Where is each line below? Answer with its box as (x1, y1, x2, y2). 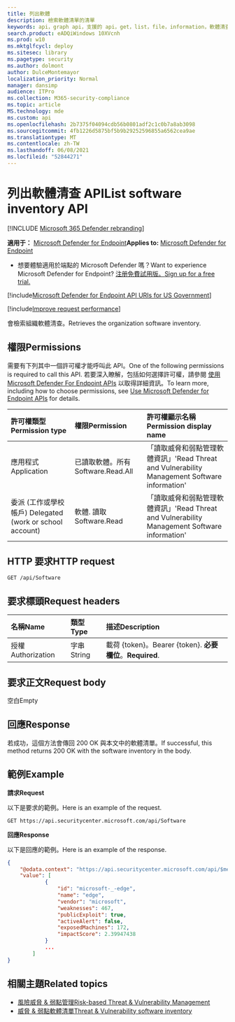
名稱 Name (10, 622, 45, 632)
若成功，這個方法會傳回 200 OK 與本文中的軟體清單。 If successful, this (7, 739, 213, 747)
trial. (17, 277, 31, 285)
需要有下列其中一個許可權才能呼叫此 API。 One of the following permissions (7, 361, 225, 369)
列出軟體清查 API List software (7, 186, 182, 201)
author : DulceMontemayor (7, 69, 80, 76)
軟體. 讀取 (74, 506, 107, 516)
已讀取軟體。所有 (74, 457, 131, 467)
